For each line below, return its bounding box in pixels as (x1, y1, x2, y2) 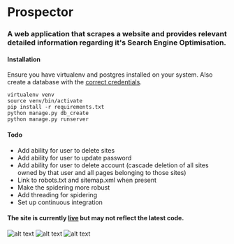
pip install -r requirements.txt (7, 104, 105, 111)
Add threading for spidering (17, 190, 98, 199)
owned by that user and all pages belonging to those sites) (17, 168, 187, 176)
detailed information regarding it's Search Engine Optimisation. (7, 38, 227, 47)
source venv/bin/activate (7, 98, 82, 105)
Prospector (7, 4, 74, 20)
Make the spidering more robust (17, 183, 110, 192)
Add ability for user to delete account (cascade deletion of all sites (17, 161, 209, 169)
